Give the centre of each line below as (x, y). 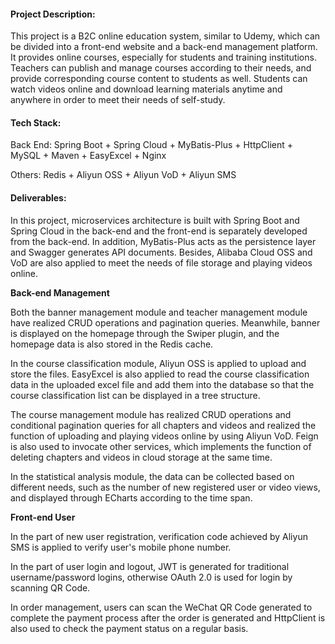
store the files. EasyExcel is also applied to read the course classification (160, 374)
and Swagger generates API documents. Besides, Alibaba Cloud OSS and (161, 252)
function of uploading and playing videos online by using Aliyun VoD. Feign (164, 436)
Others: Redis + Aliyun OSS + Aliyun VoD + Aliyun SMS (123, 175)
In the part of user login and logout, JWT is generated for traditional (150, 566)
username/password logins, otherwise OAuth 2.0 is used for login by (151, 577)
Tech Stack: (36, 122)
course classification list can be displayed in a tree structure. (135, 395)
